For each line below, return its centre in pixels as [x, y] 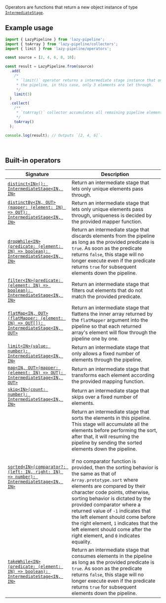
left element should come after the [111, 530]
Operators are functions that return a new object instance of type [72, 7]
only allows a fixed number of [106, 354]
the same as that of [94, 474]
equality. [82, 542]
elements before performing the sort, [114, 431]
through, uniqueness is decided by [112, 216]
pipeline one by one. [95, 339]
